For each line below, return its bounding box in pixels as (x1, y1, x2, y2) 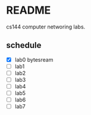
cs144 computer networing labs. (6, 23, 86, 30)
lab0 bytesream (14, 56, 54, 63)
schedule (6, 40, 42, 50)
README (6, 4, 51, 17)
